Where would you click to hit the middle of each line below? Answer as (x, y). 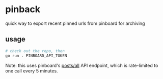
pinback (23, 9)
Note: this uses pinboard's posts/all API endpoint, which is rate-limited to (82, 65)
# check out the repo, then (35, 51)
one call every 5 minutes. (32, 71)
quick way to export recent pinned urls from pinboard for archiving (75, 23)
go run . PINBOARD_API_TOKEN (36, 56)
